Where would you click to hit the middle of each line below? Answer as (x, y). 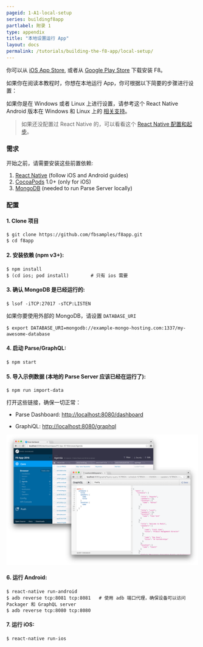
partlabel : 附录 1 (29, 26)
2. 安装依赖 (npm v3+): (35, 255)
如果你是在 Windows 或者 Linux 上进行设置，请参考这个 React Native (92, 103)
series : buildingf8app (35, 19)
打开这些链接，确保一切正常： (43, 402)
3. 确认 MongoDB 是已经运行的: (46, 290)
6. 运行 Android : (27, 578)
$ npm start (21, 362)
